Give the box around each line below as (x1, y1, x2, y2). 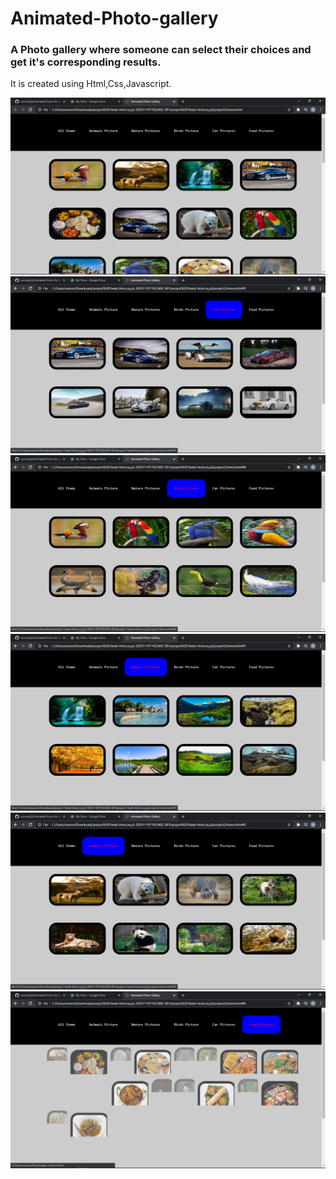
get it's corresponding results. (10, 55, 162, 69)
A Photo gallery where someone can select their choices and (10, 43, 312, 57)
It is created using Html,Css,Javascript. (10, 78, 172, 90)
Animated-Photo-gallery (10, 7, 219, 30)
